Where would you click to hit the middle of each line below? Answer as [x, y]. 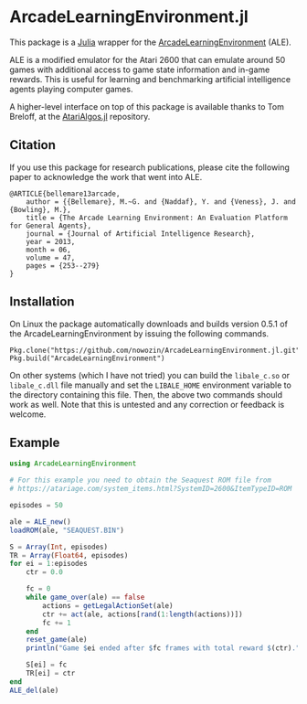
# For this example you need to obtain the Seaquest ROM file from [141, 480]
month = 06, [48, 250]
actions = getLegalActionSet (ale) [108, 605]
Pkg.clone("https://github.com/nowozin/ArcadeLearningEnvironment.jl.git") [157, 350]
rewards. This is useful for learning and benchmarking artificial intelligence [150, 79]
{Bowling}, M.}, [40, 209]
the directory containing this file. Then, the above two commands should [146, 394]
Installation [42, 302]
